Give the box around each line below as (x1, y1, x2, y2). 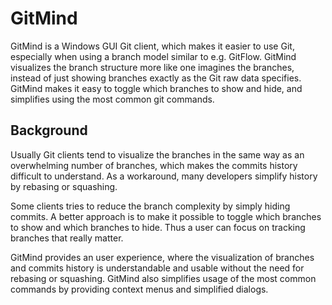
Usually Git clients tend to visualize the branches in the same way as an (10, 148, 305, 161)
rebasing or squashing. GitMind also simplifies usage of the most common (10, 272, 317, 284)
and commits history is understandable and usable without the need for (10, 262, 305, 274)
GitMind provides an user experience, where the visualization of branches (10, 251, 315, 263)
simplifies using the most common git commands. (10, 93, 215, 105)
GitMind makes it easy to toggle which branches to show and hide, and (10, 82, 303, 94)
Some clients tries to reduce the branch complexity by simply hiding (10, 200, 291, 212)
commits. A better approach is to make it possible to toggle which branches (10, 210, 322, 222)
